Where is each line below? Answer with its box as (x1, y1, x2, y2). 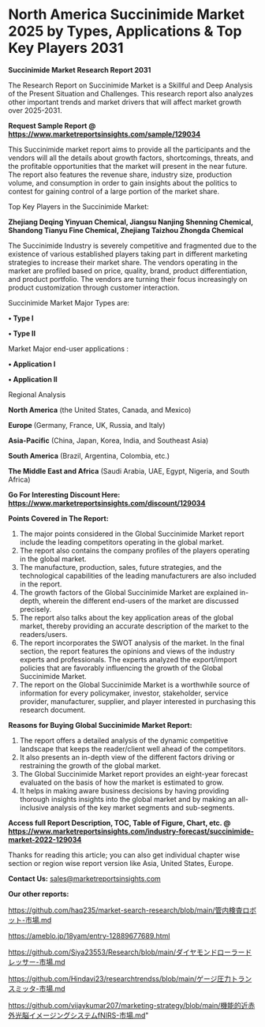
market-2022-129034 (8, 834, 82, 844)
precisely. (19, 604, 52, 613)
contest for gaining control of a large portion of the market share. (8, 186, 220, 196)
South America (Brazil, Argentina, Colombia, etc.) (8, 451, 170, 460)
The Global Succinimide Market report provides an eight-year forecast (19, 769, 248, 778)
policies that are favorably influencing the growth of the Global (19, 663, 223, 673)
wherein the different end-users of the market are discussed (42, 596, 239, 605)
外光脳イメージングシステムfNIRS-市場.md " (8, 1010, 149, 1020)
